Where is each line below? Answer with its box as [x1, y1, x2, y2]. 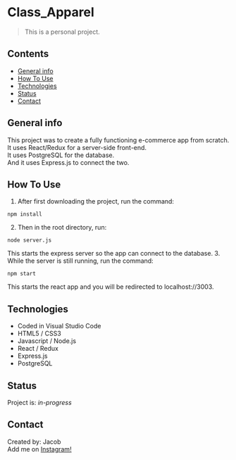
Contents [7, 48, 49, 60]
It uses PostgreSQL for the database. [7, 151, 115, 159]
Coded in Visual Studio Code [17, 322, 101, 330]
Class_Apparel [7, 4, 94, 20]
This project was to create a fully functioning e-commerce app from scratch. [7, 135, 230, 144]
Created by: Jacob [7, 437, 61, 446]
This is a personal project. [24, 27, 100, 36]
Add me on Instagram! [7, 445, 72, 453]
